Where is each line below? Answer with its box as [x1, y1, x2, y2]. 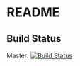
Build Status [6, 33, 62, 45]
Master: [6, 51, 29, 60]
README [6, 4, 60, 21]
